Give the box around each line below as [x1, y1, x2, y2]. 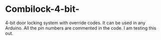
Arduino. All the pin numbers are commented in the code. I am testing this [5, 25, 157, 31]
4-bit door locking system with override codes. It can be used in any [5, 20, 146, 26]
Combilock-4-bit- [5, 3, 80, 15]
